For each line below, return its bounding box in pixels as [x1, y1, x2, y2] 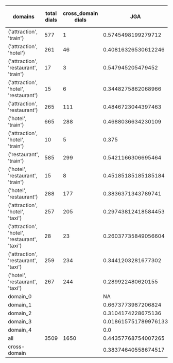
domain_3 [8, 318, 32, 325]
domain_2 [8, 310, 32, 317]
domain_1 [8, 301, 32, 308]
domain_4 [8, 326, 32, 333]
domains [12, 13, 35, 20]
